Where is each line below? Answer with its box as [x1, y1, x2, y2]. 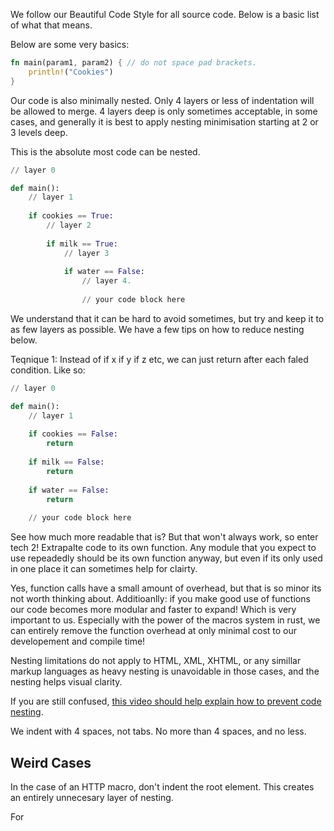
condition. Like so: [10, 364, 86, 376]
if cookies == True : [28, 211, 114, 221]
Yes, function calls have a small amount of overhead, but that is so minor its [10, 582, 322, 594]
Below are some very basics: [10, 39, 130, 50]
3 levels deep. [10, 126, 68, 138]
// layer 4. [81, 276, 132, 286]
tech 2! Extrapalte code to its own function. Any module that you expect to [10, 542, 317, 554]
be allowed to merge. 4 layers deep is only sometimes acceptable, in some [10, 105, 318, 117]
